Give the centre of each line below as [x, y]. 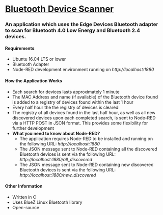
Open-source [26, 207]
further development [33, 128]
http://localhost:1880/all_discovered [56, 159]
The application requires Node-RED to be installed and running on [86, 139]
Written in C [24, 197]
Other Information [24, 186]
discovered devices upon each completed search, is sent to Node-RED [84, 118]
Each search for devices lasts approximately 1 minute [66, 92]
